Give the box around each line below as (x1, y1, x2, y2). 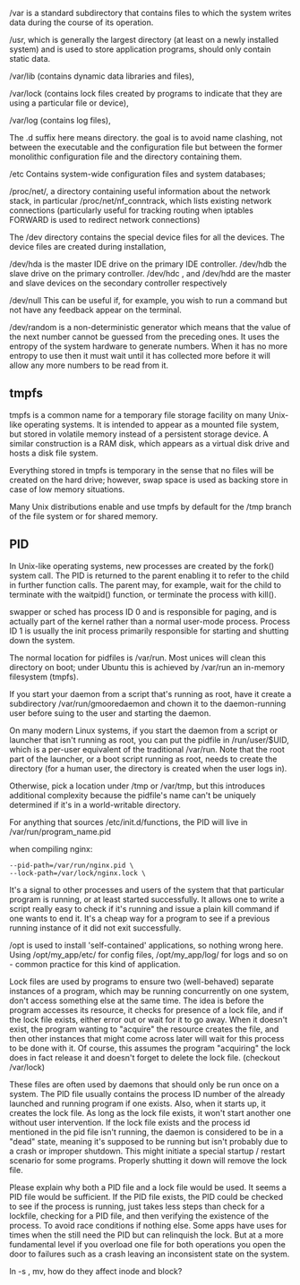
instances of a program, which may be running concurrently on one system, (9, 985, 289, 996)
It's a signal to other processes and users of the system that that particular (9, 884, 285, 895)
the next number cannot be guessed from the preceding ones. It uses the (9, 331, 280, 342)
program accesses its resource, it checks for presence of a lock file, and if (9, 1004, 284, 1015)
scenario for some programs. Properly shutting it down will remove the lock (9, 1154, 287, 1166)
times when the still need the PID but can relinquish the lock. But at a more (9, 1230, 284, 1240)
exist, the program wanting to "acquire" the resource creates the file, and (9, 1024, 279, 1034)
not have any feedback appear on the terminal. (9, 304, 182, 315)
